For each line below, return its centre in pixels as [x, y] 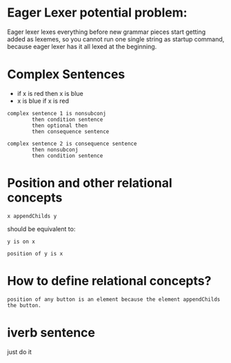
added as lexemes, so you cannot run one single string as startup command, [116, 39]
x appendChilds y [32, 216]
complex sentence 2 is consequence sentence [72, 144]
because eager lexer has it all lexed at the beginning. [82, 46]
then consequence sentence [71, 131]
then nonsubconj [55, 150]
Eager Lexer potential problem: [97, 13]
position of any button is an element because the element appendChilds [114, 299]
